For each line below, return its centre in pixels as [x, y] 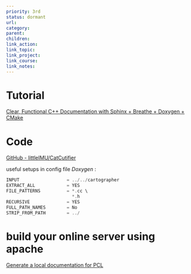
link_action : [22, 45]
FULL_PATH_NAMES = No [42, 207]
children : [18, 39]
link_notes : [21, 66]
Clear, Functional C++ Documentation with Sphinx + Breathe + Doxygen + [95, 112]
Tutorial [26, 95]
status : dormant [26, 17]
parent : [16, 34]
